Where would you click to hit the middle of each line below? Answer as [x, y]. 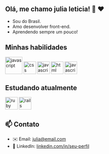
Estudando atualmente [41, 88]
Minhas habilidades [36, 48]
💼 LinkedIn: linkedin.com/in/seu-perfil [51, 146]
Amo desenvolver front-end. [41, 26]
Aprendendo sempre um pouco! [45, 32]
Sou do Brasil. [27, 21]
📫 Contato [22, 124]
